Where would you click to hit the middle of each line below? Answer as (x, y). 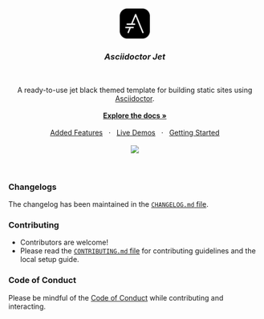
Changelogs (33, 187)
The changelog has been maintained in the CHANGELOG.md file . (108, 204)
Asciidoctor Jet (135, 57)
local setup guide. (49, 260)
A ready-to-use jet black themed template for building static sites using (135, 90)
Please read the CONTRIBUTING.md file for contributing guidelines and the (138, 251)
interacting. (27, 306)
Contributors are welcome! (64, 242)
